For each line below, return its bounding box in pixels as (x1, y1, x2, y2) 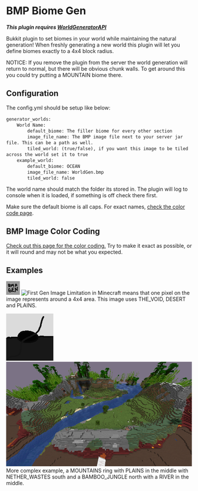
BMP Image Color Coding (6, 227, 100, 237)
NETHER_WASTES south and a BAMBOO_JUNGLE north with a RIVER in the (6, 473, 189, 480)
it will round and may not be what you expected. (6, 248, 123, 256)
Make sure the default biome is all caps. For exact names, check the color (6, 203, 186, 210)
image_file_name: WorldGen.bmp (27, 169, 104, 175)
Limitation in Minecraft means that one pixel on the (67, 290, 190, 297)
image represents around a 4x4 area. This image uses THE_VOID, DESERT (6, 296, 186, 303)
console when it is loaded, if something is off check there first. (6, 191, 158, 198)
